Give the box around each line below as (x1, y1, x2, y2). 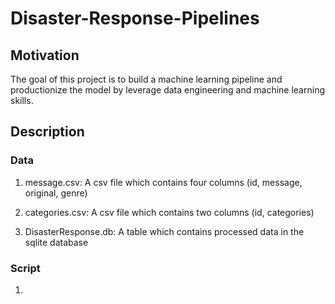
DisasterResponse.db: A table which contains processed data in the (24, 225, 305, 237)
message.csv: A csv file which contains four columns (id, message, (24, 176, 303, 188)
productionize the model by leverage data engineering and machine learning (10, 84, 325, 96)
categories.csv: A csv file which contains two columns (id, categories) (24, 206, 315, 218)
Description (10, 123, 85, 141)
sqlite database (24, 236, 89, 248)
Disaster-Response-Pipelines (10, 7, 260, 30)
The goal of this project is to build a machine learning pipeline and (10, 73, 283, 85)
